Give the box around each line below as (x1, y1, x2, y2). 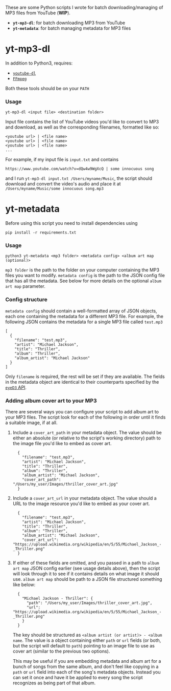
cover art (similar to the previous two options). (12, 648, 110, 655)
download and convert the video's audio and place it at (5, 181, 121, 187)
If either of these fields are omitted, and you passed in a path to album (12, 560, 159, 566)
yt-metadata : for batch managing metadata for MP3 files (12, 25, 131, 31)
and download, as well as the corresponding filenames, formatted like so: (5, 124, 159, 130)
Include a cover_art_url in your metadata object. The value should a (12, 495, 157, 501)
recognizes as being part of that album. (12, 680, 96, 686)
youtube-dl (12, 71, 36, 76)
